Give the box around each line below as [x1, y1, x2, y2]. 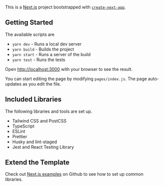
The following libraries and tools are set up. [5, 108, 93, 114]
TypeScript [12, 123, 35, 129]
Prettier [12, 133, 27, 139]
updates [5, 81, 22, 87]
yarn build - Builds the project [12, 46, 74, 52]
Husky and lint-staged [12, 139, 57, 145]
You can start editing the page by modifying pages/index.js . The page [5, 76, 147, 82]
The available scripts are [5, 31, 55, 37]
